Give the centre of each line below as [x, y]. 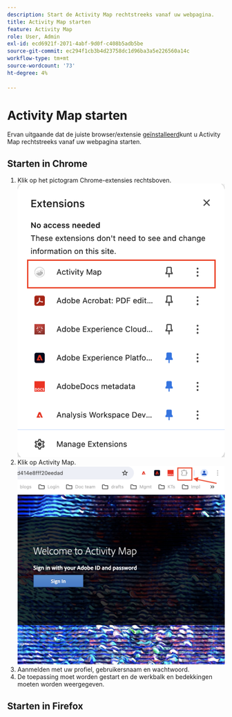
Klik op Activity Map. [47, 462]
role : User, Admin [33, 37]
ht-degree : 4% [28, 73]
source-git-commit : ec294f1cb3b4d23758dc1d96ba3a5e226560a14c [98, 51]
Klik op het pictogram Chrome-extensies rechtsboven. [94, 181]
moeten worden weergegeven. [61, 684]
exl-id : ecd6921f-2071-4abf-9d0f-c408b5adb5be [75, 44]
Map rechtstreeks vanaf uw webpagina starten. [74, 142]
